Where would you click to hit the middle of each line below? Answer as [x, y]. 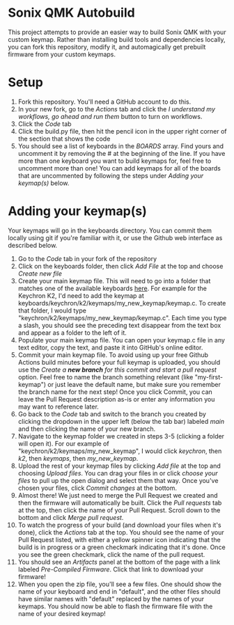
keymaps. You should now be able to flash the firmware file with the [115, 606]
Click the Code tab [45, 124]
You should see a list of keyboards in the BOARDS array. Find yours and [120, 146]
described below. [33, 245]
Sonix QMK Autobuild [71, 13]
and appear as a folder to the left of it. [72, 333]
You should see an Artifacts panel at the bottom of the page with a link [119, 562]
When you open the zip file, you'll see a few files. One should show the [120, 584]
